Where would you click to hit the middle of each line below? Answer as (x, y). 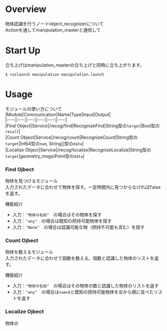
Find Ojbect (20, 169)
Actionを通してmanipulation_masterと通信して (53, 30)
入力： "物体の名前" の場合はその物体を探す (57, 215)
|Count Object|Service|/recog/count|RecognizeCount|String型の (71, 137)
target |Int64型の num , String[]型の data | (45, 143)
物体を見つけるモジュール (32, 181)
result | (13, 131)
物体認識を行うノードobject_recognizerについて (55, 24)
